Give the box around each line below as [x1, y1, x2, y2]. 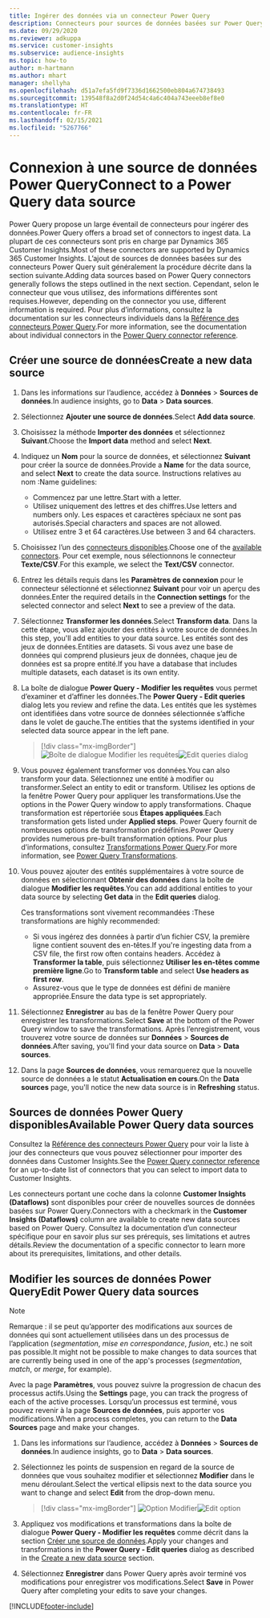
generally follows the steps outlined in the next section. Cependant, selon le [9, 279, 260, 289]
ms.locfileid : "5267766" [9, 124, 92, 132]
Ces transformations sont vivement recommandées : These [20, 907, 215, 917]
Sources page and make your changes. [9, 1423, 139, 1432]
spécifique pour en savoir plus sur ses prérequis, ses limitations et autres [9, 1231, 251, 1242]
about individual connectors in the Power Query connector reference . [9, 330, 239, 340]
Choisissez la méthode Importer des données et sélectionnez [20, 427, 226, 436]
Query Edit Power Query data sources [9, 1284, 199, 1298]
